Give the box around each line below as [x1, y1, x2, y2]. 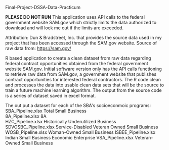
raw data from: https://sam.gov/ [5, 45, 72, 51]
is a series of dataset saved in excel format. [5, 93, 96, 98]
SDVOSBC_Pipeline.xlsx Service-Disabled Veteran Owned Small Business [5, 124, 158, 130]
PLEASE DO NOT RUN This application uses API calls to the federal [5, 14, 145, 20]
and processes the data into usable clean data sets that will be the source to [5, 82, 164, 88]
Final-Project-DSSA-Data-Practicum [5, 5, 81, 10]
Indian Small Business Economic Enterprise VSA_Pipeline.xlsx [5, 135, 134, 140]
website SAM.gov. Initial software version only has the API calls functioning [5, 66, 162, 72]
